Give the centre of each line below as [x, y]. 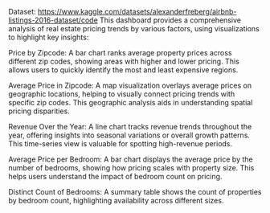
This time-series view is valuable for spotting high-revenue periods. [121, 143]
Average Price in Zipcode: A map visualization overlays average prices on [130, 85]
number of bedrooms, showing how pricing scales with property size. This [131, 168]
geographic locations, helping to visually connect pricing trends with [122, 94]
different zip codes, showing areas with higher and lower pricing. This [124, 61]
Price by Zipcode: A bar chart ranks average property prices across [120, 53]
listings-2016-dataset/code [53, 20]
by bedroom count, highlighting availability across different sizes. [116, 201]
